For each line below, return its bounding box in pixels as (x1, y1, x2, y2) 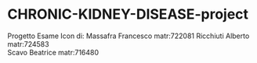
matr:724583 (7, 39, 49, 48)
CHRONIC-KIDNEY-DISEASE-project (7, 5, 248, 23)
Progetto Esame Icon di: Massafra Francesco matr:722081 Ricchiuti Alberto (7, 31, 250, 40)
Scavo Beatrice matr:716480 (7, 47, 100, 57)
